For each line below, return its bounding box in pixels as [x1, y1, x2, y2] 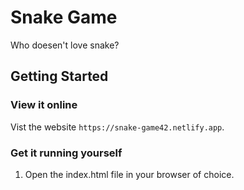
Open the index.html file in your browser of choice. [24, 168, 235, 180]
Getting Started [10, 68, 109, 85]
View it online [10, 98, 78, 112]
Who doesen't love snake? [10, 39, 120, 51]
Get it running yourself [10, 146, 123, 160]
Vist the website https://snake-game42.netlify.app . [10, 121, 225, 133]
